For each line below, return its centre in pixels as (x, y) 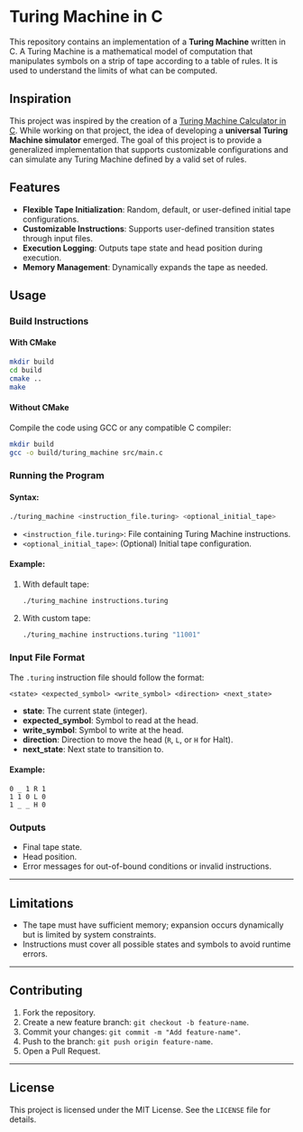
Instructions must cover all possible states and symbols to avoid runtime (156, 944)
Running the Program (57, 476)
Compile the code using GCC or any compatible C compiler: (120, 428)
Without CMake (39, 408)
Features (35, 188)
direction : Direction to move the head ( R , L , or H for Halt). (128, 740)
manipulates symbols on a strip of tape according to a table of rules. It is (143, 61)
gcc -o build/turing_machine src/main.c (87, 453)
